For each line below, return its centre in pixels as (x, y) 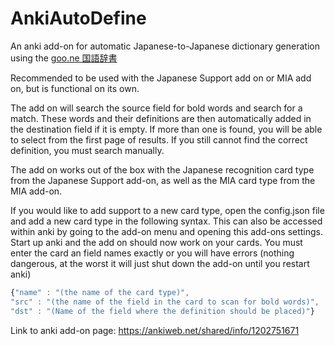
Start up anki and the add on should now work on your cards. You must (156, 242)
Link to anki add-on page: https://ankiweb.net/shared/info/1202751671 (155, 330)
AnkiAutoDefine (78, 18)
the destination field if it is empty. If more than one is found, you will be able (166, 129)
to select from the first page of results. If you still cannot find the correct (159, 139)
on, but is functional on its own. (75, 88)
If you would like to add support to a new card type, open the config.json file (167, 210)
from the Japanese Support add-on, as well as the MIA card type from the (163, 180)
